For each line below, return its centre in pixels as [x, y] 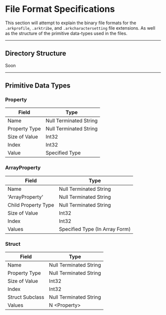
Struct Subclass [26, 297]
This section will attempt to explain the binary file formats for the [71, 23]
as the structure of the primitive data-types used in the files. [66, 33]
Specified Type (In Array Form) [95, 229]
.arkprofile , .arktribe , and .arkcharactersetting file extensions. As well [80, 28]
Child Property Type [31, 205]
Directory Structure [36, 54]
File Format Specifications [60, 9]
